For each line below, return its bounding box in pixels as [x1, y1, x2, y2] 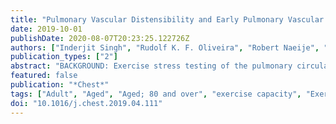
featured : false [10, 71, 78, 81]
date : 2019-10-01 [10, 24, 83, 34]
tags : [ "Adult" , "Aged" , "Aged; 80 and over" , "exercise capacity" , [10, 89, 302, 99]
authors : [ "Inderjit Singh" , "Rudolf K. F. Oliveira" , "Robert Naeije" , [10, 42, 320, 53]
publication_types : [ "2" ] [10, 52, 118, 62]
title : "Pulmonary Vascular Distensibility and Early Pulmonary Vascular [10, 14, 325, 25]
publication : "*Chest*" [10, 80, 110, 90]
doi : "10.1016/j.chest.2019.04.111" [10, 98, 163, 108]
